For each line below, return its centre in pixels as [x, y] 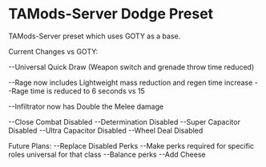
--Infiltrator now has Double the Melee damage [86, 106]
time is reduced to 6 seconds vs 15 [88, 91]
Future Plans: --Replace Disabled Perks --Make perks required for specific [131, 145]
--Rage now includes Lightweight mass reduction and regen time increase [131, 82]
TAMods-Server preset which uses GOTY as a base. [95, 36]
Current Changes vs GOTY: [53, 51]
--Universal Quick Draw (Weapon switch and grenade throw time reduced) [131, 67]
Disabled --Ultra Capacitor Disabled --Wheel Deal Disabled [106, 130]
